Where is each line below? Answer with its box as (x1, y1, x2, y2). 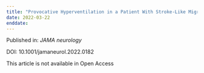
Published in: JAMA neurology (6, 37, 82, 44)
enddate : (6, 20, 29, 26)
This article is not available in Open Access (6, 60, 114, 67)
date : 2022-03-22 (6, 14, 50, 21)
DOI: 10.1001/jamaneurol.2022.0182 (6, 48, 94, 56)
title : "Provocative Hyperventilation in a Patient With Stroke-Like (6, 8, 186, 15)
